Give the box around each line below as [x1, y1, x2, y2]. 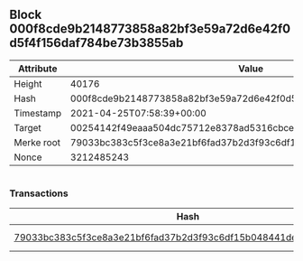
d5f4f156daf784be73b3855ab [9, 35, 184, 51]
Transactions [9, 187, 69, 200]
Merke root [14, 135, 61, 148]
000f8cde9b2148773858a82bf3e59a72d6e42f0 [9, 22, 291, 37]
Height [14, 77, 42, 89]
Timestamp [14, 107, 62, 119]
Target [14, 121, 42, 134]
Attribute [17, 62, 58, 75]
